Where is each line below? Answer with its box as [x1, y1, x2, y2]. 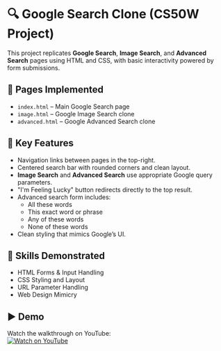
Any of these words [27, 214, 84, 224]
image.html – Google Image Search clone [17, 109, 135, 118]
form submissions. [7, 63, 60, 72]
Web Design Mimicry [17, 290, 78, 299]
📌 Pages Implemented [7, 84, 104, 95]
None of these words [27, 222, 88, 231]
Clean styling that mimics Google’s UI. [17, 230, 126, 238]
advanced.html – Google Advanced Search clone [17, 117, 156, 125]
